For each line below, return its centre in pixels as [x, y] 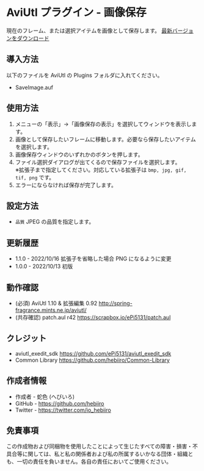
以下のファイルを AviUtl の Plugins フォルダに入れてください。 [85, 75]
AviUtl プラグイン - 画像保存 [76, 13]
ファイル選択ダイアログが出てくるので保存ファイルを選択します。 [98, 162]
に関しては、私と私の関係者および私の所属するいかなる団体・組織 [105, 454]
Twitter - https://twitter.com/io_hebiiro [63, 410]
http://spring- [115, 303]
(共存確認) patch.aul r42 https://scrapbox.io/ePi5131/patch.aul [93, 317]
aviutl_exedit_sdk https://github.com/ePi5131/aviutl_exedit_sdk [93, 353]
